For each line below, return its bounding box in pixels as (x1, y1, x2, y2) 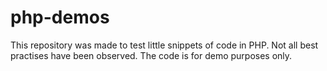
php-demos (10, 6, 110, 29)
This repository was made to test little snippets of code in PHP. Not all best (10, 39, 319, 51)
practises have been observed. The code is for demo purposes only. (10, 49, 293, 61)
